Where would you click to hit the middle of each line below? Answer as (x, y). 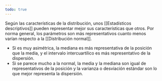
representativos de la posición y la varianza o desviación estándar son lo (84, 68)
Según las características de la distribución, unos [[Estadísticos (68, 23)
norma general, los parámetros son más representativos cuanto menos (76, 33)
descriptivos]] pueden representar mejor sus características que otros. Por (80, 28)
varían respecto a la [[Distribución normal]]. (48, 39)
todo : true (16, 9)
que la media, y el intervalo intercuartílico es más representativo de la (81, 53)
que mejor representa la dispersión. (47, 73)
